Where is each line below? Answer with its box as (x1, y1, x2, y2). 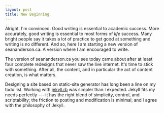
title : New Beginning (5, 12, 50, 17)
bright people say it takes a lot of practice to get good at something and (5, 36, 151, 42)
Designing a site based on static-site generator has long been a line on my (5, 81, 156, 87)
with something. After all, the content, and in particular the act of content (5, 66, 153, 72)
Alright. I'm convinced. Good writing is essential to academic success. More (5, 25, 159, 31)
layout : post (5, 7, 32, 12)
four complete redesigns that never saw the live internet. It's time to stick (5, 61, 154, 67)
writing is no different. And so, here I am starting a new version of (5, 41, 138, 47)
